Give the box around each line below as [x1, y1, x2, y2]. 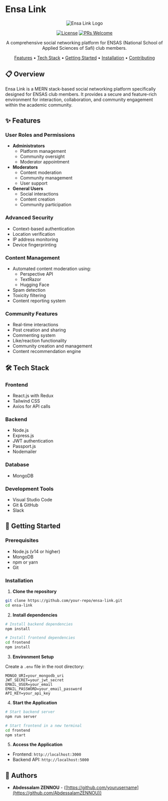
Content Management [5, 254, 60, 261]
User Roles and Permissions [5, 132, 75, 139]
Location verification [12, 231, 55, 237]
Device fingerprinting [12, 241, 57, 247]
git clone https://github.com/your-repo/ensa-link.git [5, 598, 123, 603]
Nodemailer [12, 449, 37, 455]
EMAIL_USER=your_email [5, 682, 53, 687]
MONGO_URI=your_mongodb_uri [5, 673, 64, 678]
